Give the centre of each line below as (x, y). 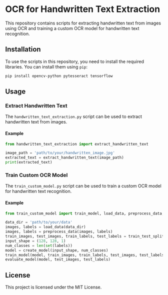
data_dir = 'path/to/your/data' (39, 222)
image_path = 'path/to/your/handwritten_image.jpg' (60, 153)
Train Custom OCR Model (36, 175)
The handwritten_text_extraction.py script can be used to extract (74, 116)
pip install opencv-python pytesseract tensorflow (59, 76)
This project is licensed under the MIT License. (53, 287)
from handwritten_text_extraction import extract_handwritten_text (77, 144)
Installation (23, 49)
